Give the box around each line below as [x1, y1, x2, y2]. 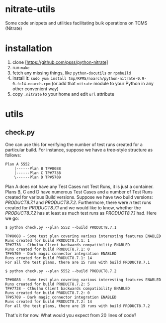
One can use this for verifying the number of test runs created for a [5, 141, 143, 148]
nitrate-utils [5, 3, 56, 15]
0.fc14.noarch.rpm [12, 81, 51, 86]
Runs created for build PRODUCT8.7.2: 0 [5, 290, 90, 295]
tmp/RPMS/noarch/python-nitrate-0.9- [68, 76, 147, 81]
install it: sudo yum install [12, 75, 67, 81]
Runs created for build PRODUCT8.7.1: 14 [5, 255, 92, 260]
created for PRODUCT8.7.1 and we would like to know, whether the [5, 204, 141, 210]
